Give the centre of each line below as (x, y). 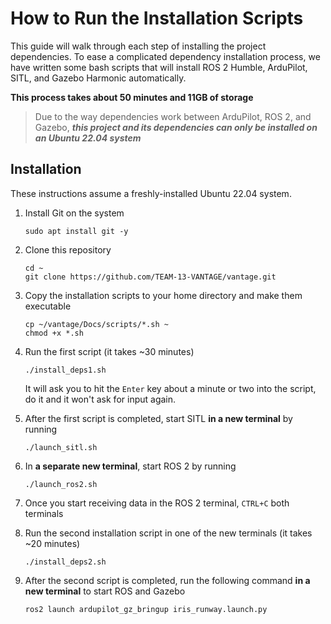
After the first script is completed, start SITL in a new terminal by (158, 418)
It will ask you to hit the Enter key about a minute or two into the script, (170, 388)
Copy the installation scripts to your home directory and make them (163, 295)
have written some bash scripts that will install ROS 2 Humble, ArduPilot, (159, 67)
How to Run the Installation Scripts (157, 18)
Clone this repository (68, 249)
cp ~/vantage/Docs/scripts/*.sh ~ (96, 324)
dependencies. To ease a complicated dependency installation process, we (165, 56)
